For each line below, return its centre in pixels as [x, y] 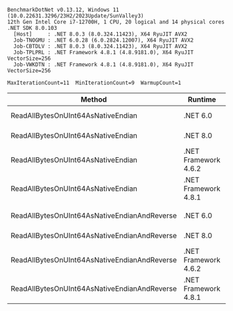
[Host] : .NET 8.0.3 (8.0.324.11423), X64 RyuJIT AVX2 [101, 34]
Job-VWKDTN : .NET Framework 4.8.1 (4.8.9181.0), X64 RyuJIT [104, 65]
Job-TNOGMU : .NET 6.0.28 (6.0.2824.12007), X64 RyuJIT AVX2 [104, 40]
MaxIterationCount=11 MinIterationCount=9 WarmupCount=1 [94, 83]
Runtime [202, 99]
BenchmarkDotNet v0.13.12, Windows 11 [63, 10]
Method [94, 99]
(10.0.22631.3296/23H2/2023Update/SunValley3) [76, 16]
